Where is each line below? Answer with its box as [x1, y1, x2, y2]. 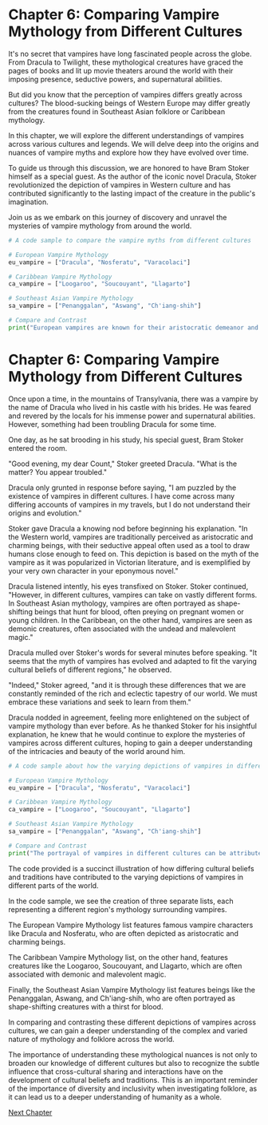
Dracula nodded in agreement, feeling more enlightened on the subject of [8, 712, 250, 722]
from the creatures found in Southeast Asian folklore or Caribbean [8, 106, 226, 116]
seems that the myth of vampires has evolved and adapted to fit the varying [8, 656, 258, 665]
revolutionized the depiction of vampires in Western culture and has [8, 180, 231, 189]
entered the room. [8, 443, 68, 452]
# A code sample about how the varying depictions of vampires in [8, 762, 234, 770]
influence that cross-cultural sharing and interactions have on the [8, 1067, 223, 1076]
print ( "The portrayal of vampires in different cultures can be [8, 849, 227, 857]
